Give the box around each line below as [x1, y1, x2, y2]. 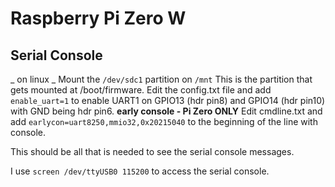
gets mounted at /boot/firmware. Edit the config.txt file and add [10, 84, 272, 96]
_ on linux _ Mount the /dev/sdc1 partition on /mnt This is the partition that [10, 73, 313, 85]
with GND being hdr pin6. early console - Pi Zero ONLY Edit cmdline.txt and [10, 105, 323, 117]
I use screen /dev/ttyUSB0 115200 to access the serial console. [10, 165, 270, 177]
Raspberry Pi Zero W [10, 7, 187, 30]
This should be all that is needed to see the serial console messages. [10, 146, 295, 157]
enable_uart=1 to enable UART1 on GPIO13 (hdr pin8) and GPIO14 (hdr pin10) [10, 95, 326, 106]
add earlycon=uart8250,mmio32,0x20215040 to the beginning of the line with [10, 116, 318, 127]
